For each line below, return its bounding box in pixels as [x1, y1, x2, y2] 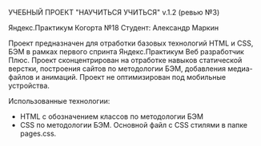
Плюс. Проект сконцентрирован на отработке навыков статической [8, 56, 243, 65]
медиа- [227, 64, 254, 73]
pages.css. [19, 128, 57, 138]
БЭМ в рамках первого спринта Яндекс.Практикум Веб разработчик [8, 47, 244, 56]
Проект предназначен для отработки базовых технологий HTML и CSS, [8, 38, 254, 48]
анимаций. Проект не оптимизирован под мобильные [41, 73, 227, 81]
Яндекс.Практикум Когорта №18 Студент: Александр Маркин [8, 23, 219, 32]
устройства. [8, 81, 50, 90]
